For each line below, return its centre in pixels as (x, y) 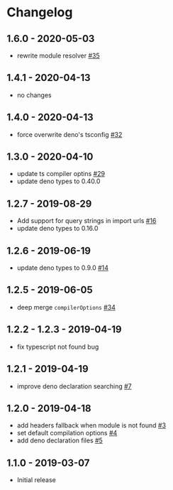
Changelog (40, 12)
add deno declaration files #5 (60, 440)
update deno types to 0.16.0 (57, 229)
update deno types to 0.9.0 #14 (63, 268)
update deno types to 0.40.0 (58, 181)
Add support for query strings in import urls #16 (86, 221)
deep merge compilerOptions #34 (66, 307)
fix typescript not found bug (58, 347)
